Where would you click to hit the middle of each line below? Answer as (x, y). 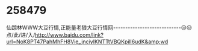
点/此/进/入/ (21, 35)
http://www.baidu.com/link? (70, 35)
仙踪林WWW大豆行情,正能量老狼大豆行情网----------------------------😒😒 (99, 27)
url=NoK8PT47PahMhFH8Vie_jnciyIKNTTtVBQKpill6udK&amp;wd (87, 42)
